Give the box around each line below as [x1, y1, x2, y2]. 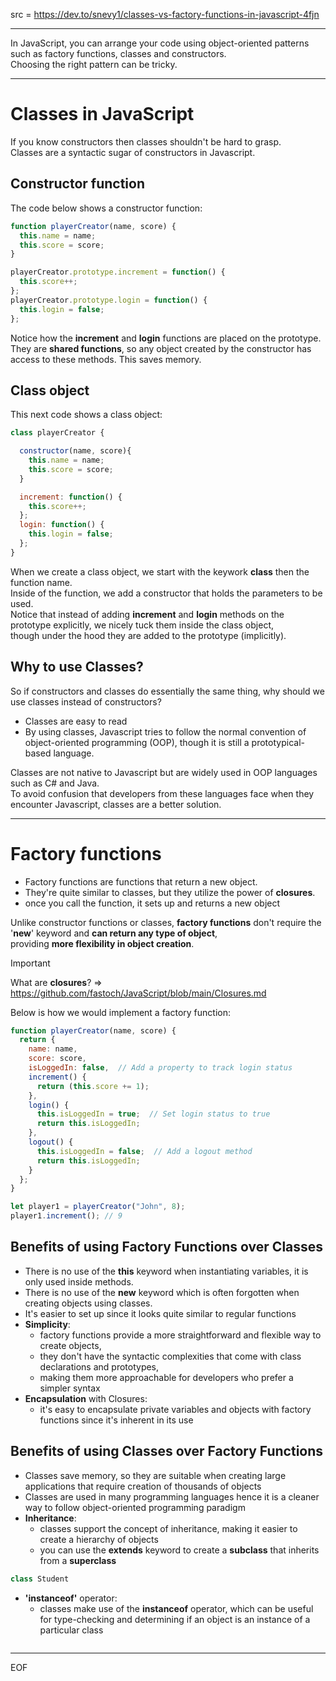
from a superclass [39, 1554, 117, 1566]
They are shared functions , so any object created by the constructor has [10, 342, 312, 354]
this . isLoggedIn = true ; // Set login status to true [36, 1109, 271, 1119]
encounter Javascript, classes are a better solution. [10, 798, 222, 810]
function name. [10, 576, 73, 588]
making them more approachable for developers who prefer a [39, 1371, 294, 1383]
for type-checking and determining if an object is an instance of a [39, 1613, 311, 1625]
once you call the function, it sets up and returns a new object [24, 897, 281, 909]
